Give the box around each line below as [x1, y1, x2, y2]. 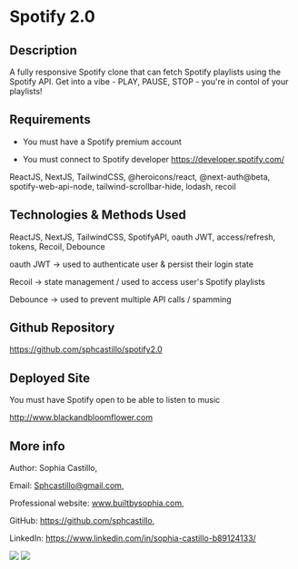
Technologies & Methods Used [9, 207, 186, 223]
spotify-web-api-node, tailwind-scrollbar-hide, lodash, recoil [9, 181, 236, 191]
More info [9, 438, 65, 454]
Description [9, 43, 77, 58]
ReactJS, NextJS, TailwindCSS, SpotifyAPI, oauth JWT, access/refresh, [9, 231, 276, 242]
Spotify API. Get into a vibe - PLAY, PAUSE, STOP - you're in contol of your [9, 76, 289, 87]
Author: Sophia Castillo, [9, 463, 98, 474]
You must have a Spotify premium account [22, 136, 182, 147]
